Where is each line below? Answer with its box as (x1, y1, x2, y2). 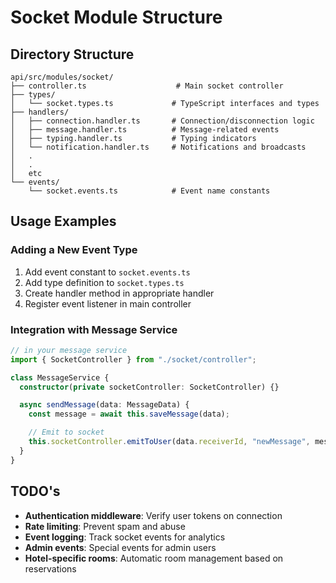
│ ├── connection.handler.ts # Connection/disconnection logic (10, 116, 315, 126)
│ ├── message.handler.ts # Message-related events (10, 125, 280, 135)
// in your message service (10, 345, 128, 355)
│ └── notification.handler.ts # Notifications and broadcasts (10, 142, 307, 152)
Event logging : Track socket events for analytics (24, 531, 226, 543)
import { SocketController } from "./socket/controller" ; (10, 354, 257, 365)
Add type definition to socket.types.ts (24, 276, 185, 288)
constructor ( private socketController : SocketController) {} (19, 382, 280, 392)
